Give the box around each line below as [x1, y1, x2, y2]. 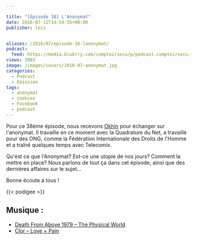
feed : [11, 51, 25, 58]
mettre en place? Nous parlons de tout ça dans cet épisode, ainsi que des [6, 159, 186, 166]
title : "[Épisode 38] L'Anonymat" [6, 14, 91, 19]
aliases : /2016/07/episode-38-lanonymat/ [6, 41, 110, 47]
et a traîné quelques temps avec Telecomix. [6, 141, 112, 148]
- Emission [11, 79, 38, 85]
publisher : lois [6, 25, 46, 31]
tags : [6, 84, 19, 90]
